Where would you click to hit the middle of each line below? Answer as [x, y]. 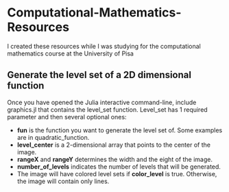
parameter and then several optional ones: [67, 117]
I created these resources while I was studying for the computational [104, 46]
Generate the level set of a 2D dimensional [99, 75]
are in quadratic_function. [53, 137]
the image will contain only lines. [63, 181]
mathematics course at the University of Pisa [70, 53]
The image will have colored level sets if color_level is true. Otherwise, [117, 173]
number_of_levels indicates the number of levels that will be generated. [119, 167]
